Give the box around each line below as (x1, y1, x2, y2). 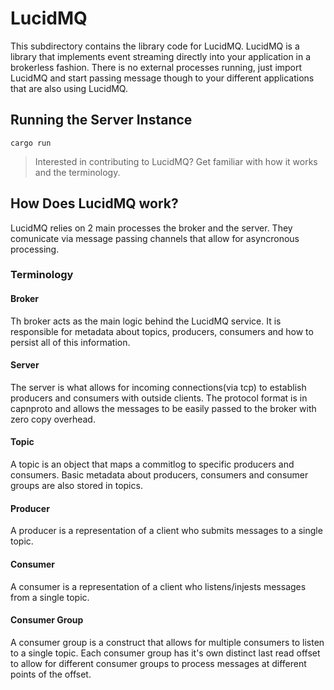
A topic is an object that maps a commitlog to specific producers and (10, 458, 295, 471)
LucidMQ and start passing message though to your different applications (10, 72, 315, 84)
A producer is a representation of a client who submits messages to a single (10, 525, 323, 537)
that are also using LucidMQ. (10, 82, 128, 94)
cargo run (10, 138, 52, 148)
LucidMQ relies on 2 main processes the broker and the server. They (10, 222, 293, 234)
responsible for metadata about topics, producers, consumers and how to (10, 325, 314, 337)
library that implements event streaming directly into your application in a (10, 50, 312, 62)
